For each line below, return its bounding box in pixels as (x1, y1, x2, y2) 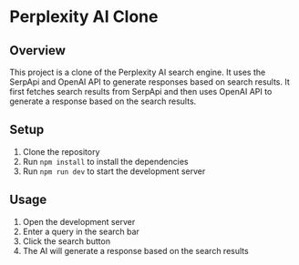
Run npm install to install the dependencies (22, 156, 189, 167)
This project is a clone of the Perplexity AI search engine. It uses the (9, 66, 266, 77)
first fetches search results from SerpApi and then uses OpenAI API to (9, 87, 273, 97)
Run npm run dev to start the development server (22, 166, 206, 177)
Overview (9, 43, 67, 58)
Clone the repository (22, 146, 100, 157)
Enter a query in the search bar (22, 226, 139, 237)
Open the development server (22, 216, 136, 227)
